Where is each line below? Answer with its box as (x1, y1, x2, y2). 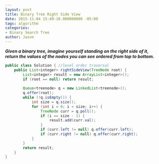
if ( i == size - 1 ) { (40, 113, 85, 118)
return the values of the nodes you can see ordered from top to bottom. (5, 53, 155, 59)
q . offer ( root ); (23, 91, 54, 96)
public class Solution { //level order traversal (5, 63, 110, 68)
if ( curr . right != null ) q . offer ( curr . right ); (40, 131, 138, 136)
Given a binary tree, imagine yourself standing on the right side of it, (5, 48, 149, 54)
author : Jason (5, 35, 35, 40)
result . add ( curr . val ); (49, 118, 96, 123)
